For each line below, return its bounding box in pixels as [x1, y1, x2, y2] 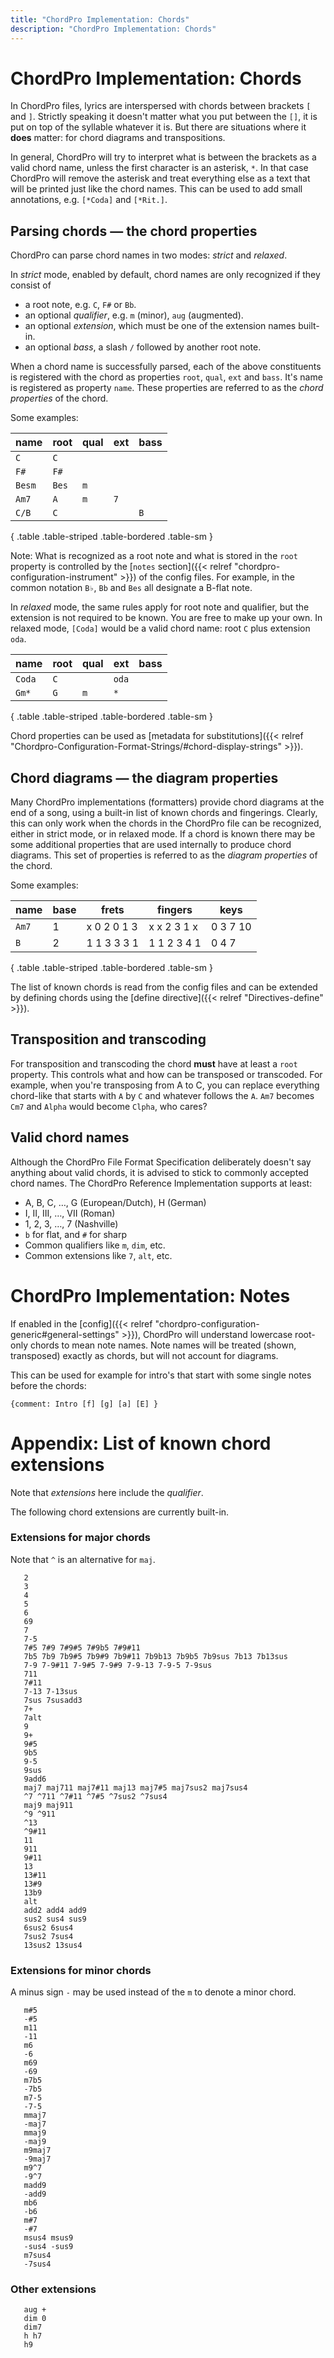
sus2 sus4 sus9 [23, 1914, 87, 1924]
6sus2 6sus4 [23, 1922, 74, 1933]
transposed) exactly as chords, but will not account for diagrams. [10, 1349, 279, 1361]
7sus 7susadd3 [23, 1695, 83, 1705]
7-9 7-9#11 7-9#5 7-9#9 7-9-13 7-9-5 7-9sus [23, 1660, 213, 1670]
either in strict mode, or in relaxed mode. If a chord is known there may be [10, 828, 316, 840]
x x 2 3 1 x [148, 920, 198, 934]
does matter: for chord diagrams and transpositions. [10, 132, 226, 144]
